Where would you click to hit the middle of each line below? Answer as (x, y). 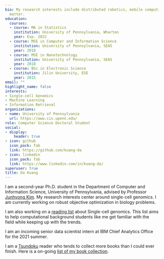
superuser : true (21, 168)
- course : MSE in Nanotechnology (43, 55)
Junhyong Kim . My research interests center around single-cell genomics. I (81, 197)
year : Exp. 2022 (31, 37)
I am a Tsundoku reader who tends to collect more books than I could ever (80, 246)
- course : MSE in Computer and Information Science (63, 41)
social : (13, 127)
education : (16, 19)
